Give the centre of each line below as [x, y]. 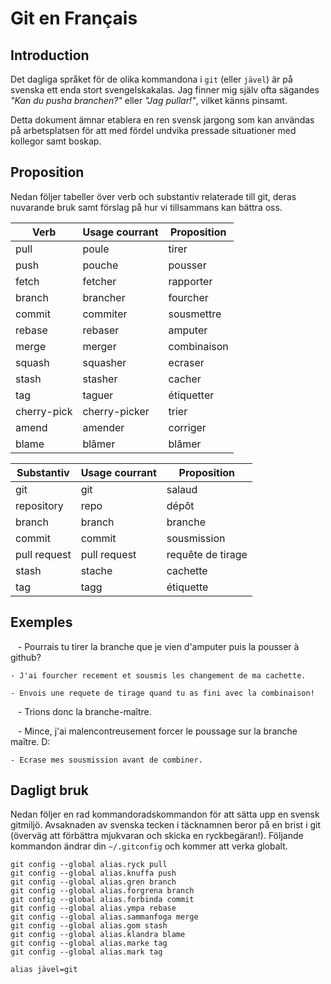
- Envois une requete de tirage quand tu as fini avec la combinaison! [162, 693]
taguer [98, 395]
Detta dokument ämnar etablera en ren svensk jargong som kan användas [162, 120]
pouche [100, 265]
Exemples [41, 622]
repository [39, 505]
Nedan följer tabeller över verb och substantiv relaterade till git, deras [153, 196]
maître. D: [30, 741]
